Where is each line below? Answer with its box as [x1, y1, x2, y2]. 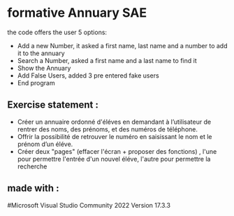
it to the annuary [17, 49, 65, 57]
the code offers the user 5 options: [7, 28, 107, 36]
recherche [17, 162, 47, 171]
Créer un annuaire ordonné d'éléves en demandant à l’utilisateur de [17, 117, 212, 126]
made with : [7, 182, 59, 194]
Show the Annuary [17, 64, 71, 72]
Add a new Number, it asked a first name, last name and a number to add [17, 41, 228, 50]
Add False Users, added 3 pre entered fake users [17, 71, 159, 80]
